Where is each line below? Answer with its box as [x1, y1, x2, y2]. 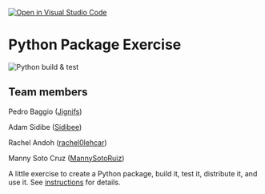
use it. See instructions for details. [8, 177, 121, 187]
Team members [8, 85, 88, 99]
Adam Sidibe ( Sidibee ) [8, 122, 82, 131]
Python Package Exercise [8, 36, 182, 54]
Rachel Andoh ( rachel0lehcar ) [8, 137, 107, 148]
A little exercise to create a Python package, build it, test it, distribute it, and [8, 168, 258, 178]
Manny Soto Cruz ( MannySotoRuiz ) [8, 153, 125, 163]
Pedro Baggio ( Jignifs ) [8, 107, 82, 116]
